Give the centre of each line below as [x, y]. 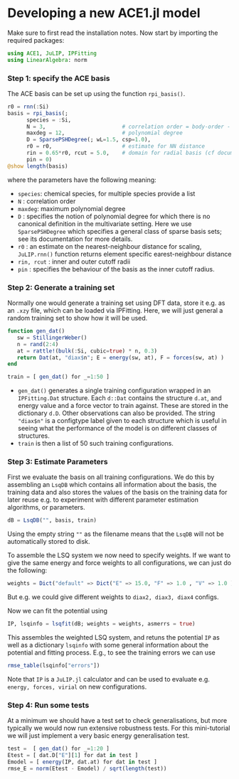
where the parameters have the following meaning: [82, 180]
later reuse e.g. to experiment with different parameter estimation [103, 500]
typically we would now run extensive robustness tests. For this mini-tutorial [119, 728]
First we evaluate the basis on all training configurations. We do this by [111, 477]
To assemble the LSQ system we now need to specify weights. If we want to [119, 555]
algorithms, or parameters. [46, 507]
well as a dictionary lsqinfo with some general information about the [108, 645]
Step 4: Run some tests [48, 705]
